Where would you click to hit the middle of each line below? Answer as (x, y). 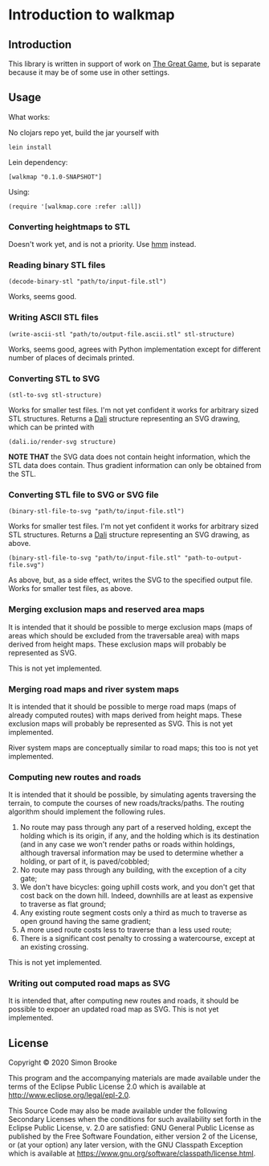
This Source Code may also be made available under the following (118, 1111)
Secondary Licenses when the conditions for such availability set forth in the (135, 1119)
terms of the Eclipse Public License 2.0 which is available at (107, 1086)
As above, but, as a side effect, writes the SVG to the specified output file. (130, 580)
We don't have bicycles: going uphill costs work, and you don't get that (137, 887)
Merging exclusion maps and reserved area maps (106, 610)
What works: (29, 117)
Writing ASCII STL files (53, 318)
